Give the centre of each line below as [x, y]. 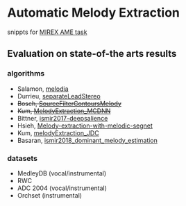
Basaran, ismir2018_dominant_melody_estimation [87, 140]
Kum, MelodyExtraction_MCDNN [64, 111]
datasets [23, 158]
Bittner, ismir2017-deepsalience [62, 118]
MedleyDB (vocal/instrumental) [62, 173]
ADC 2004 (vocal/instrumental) [62, 188]
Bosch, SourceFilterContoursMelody [69, 103]
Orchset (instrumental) [49, 195]
